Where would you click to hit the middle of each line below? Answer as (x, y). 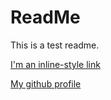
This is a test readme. (55, 45)
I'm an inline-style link (55, 64)
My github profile (46, 83)
